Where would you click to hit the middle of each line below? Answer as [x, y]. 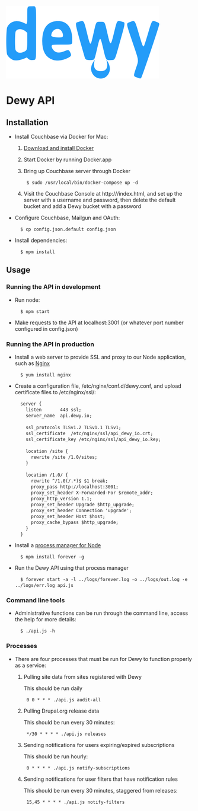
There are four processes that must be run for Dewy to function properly [103, 659]
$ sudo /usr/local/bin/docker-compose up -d [82, 183]
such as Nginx [32, 363]
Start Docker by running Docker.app [68, 159]
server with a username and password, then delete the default [100, 200]
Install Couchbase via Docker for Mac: [61, 137]
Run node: [27, 300]
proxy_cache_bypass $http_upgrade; [74, 522]
